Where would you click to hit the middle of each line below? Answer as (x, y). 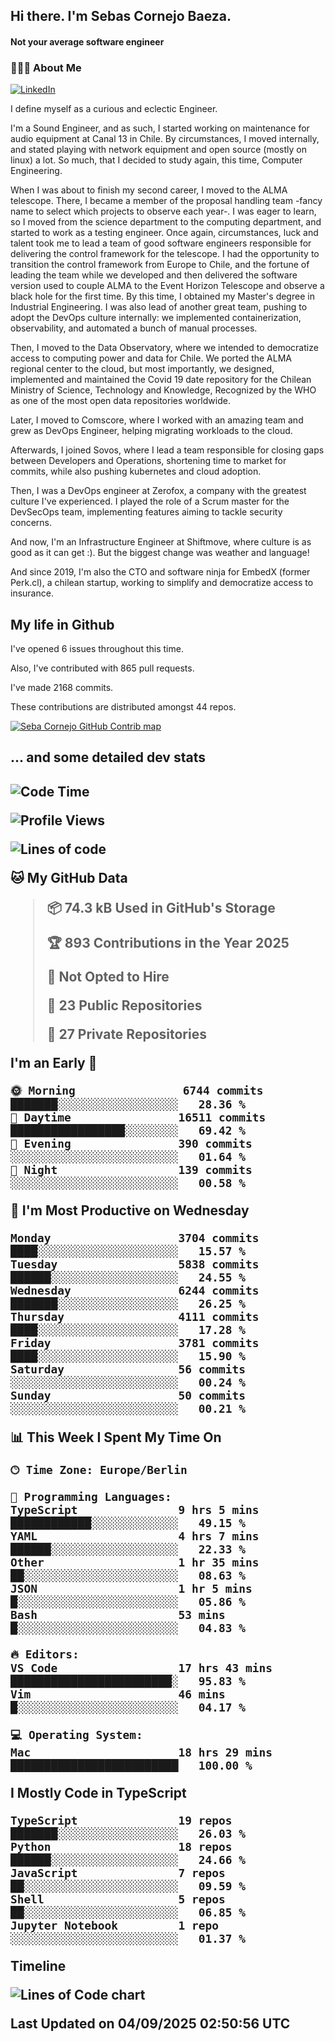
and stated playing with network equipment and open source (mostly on (158, 150)
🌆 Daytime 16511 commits (138, 1117)
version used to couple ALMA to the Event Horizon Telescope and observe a (167, 286)
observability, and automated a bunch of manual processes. (134, 328)
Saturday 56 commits (128, 1369)
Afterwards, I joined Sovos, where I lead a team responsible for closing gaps (167, 450)
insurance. (32, 593)
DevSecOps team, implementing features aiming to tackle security (146, 512)
